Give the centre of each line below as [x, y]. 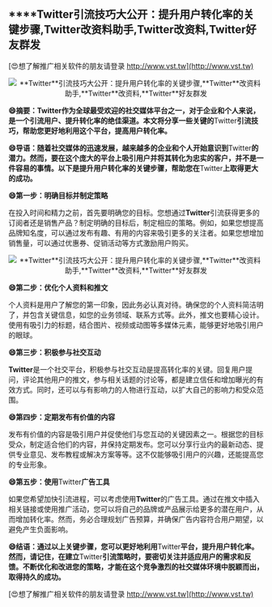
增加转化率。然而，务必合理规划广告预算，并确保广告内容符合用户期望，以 [139, 519]
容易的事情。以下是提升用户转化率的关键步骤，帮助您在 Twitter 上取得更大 [137, 168]
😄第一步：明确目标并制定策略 [58, 195]
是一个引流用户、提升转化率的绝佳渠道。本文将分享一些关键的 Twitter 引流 [130, 121]
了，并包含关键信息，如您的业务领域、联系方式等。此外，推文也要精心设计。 [136, 315]
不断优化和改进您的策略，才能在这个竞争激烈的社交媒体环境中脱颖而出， [143, 567]
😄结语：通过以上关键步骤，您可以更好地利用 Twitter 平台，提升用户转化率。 [134, 546]
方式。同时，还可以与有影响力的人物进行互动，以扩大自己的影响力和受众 [136, 389]
